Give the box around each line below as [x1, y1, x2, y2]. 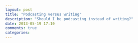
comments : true [5, 26, 37, 31]
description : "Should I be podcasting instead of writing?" [5, 16, 134, 21]
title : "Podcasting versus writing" [5, 12, 82, 17]
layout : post [5, 7, 33, 12]
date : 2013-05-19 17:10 [5, 21, 55, 26]
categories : [5, 30, 30, 35]
